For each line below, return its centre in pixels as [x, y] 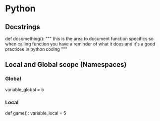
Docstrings [23, 27]
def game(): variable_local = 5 [36, 113]
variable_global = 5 [25, 89]
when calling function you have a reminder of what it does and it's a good [80, 44]
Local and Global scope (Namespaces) [66, 65]
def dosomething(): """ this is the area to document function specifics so [79, 39]
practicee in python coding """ [36, 49]
